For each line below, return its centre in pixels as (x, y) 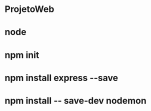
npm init (22, 55)
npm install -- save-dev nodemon (76, 100)
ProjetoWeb (29, 9)
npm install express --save (61, 78)
